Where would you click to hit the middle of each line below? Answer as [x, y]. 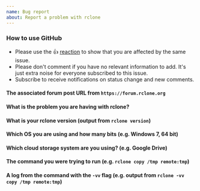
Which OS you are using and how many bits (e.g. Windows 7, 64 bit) [92, 134]
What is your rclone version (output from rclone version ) [79, 120]
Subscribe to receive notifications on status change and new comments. [105, 79]
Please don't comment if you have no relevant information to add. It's [100, 66]
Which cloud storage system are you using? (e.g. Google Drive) [87, 148]
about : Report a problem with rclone [53, 17]
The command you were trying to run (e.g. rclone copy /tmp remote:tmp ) [98, 162]
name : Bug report [28, 12]
